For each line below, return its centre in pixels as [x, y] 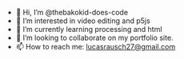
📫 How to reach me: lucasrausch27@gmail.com [96, 47]
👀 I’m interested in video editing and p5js [83, 21]
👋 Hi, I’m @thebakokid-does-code [72, 12]
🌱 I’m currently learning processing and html [89, 29]
